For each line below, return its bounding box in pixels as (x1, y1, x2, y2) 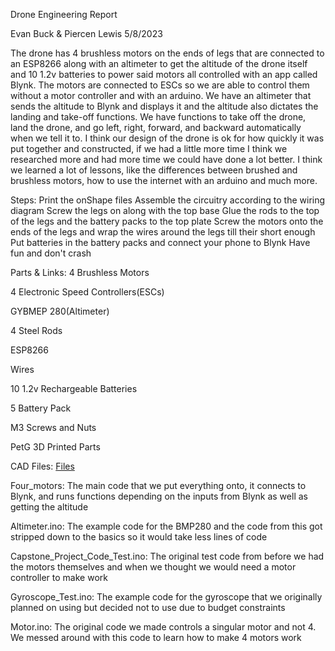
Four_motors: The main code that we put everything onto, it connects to (10, 480, 307, 491)
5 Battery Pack (10, 402, 72, 414)
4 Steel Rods (10, 325, 63, 336)
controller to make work (10, 572, 108, 583)
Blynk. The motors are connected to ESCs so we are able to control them (10, 79, 310, 91)
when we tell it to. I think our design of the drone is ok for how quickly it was (10, 132, 325, 144)
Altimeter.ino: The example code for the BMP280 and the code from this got (10, 520, 323, 532)
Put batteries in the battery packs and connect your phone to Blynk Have (10, 237, 311, 248)
